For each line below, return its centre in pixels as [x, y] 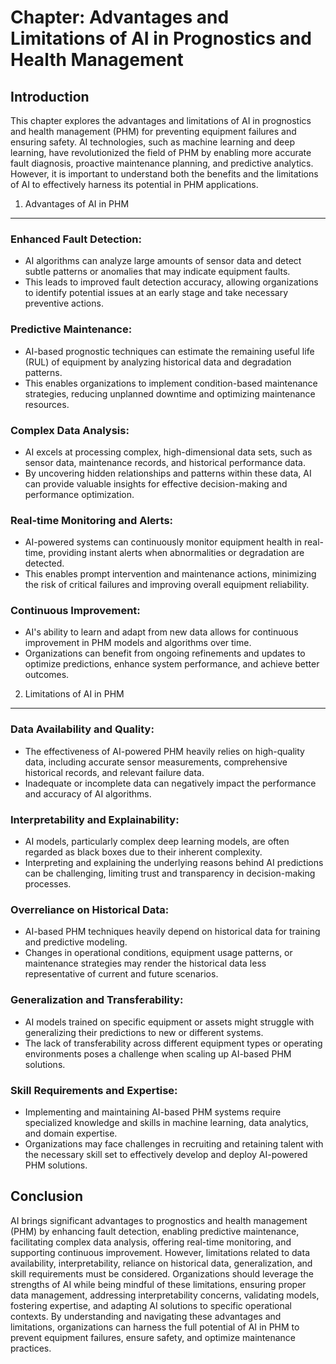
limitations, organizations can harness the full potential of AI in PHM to [155, 1327]
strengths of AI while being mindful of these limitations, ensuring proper [158, 1284]
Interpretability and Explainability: [95, 819]
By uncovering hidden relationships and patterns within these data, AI [168, 473]
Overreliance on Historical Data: [90, 909]
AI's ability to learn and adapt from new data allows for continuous [161, 632]
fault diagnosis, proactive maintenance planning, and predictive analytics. [162, 163]
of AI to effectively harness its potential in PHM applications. [134, 184]
